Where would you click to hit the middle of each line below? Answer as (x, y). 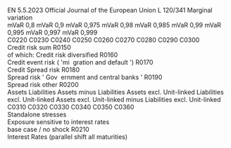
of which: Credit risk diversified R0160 (63, 55)
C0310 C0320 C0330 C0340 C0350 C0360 (71, 107)
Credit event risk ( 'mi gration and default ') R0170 (80, 62)
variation (20, 18)
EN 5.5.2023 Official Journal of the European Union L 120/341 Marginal (110, 10)
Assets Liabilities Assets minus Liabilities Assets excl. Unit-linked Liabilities (115, 92)
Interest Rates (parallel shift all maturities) (68, 137)
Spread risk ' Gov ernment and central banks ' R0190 (85, 77)
